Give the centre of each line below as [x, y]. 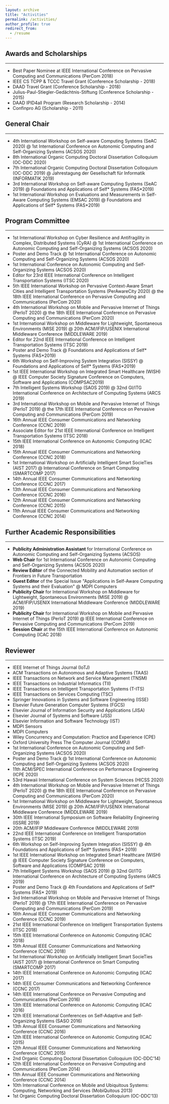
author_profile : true [28, 24]
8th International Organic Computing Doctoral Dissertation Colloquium [85, 157]
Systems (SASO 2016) [59, 1021]
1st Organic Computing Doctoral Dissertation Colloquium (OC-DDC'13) [85, 1096]
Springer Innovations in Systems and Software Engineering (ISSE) [80, 700]
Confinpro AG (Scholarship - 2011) [48, 108]
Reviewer [20, 651]
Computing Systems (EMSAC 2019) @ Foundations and [84, 200]
